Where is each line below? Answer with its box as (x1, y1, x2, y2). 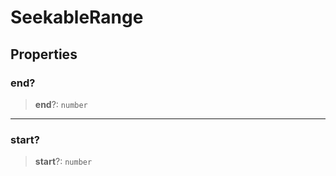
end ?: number (34, 98, 88, 110)
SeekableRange (10, 6, 144, 29)
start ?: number (34, 156, 93, 168)
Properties (10, 46, 78, 63)
